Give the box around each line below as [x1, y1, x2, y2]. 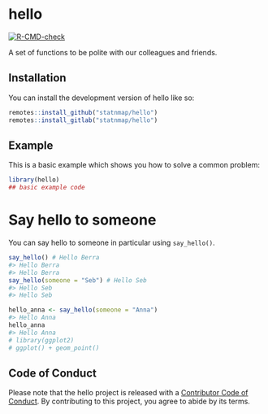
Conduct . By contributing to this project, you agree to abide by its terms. [8, 396, 250, 407]
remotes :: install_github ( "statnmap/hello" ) [8, 108, 158, 116]
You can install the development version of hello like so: [8, 93, 195, 102]
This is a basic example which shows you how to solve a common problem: [8, 160, 260, 170]
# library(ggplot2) [8, 336, 75, 344]
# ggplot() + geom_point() [8, 343, 100, 352]
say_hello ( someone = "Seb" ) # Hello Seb [8, 276, 148, 285]
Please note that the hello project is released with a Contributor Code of [8, 388, 249, 398]
